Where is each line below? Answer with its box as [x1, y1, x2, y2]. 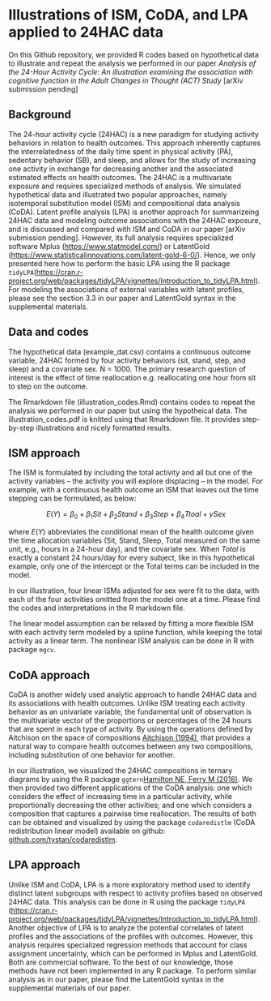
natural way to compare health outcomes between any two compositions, [8, 741, 253, 751]
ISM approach [8, 446, 81, 460]
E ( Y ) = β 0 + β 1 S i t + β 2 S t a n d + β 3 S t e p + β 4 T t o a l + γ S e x [45, 509, 227, 521]
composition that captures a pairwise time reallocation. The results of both [8, 809, 256, 818]
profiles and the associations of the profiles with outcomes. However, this [8, 931, 253, 941]
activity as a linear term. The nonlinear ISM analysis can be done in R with [8, 636, 255, 646]
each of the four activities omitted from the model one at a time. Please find [8, 595, 260, 604]
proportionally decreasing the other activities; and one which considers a [8, 800, 252, 810]
